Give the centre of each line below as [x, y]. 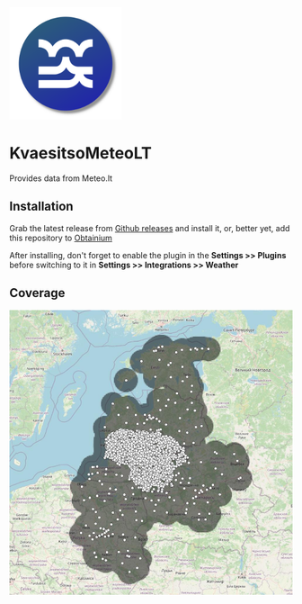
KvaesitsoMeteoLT [81, 153]
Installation [41, 207]
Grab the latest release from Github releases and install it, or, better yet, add [150, 228]
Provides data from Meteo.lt [61, 178]
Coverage [37, 293]
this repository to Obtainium [61, 238]
